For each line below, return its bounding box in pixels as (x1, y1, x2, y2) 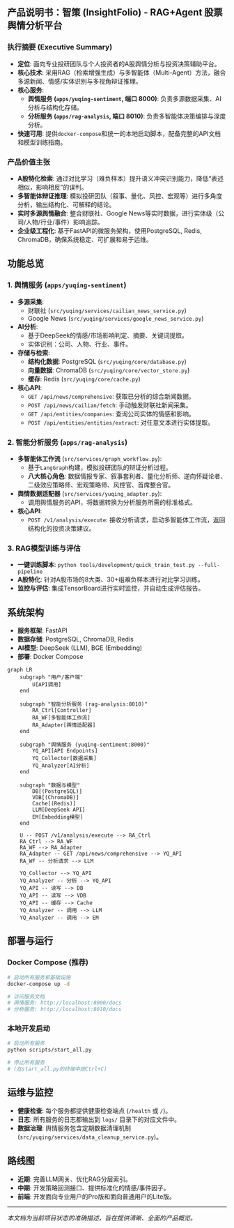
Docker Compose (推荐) (7, 957, 89, 967)
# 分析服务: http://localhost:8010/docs (7, 1006, 122, 1013)
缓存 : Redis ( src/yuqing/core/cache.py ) (27, 374, 141, 383)
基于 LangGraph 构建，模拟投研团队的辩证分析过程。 (27, 463, 173, 471)
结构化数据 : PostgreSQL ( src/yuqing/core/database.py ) (27, 357, 187, 365)
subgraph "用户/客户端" (19, 674, 84, 681)
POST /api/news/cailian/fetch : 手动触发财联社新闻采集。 (27, 400, 193, 409)
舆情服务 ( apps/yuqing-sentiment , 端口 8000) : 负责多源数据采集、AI (27, 94, 221, 103)
